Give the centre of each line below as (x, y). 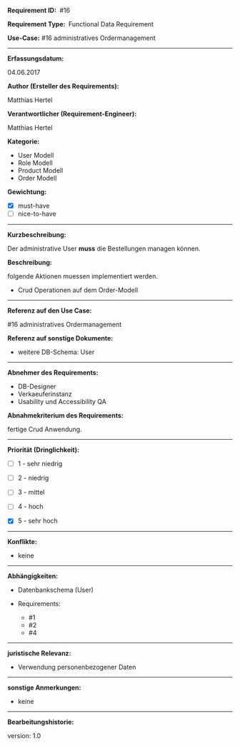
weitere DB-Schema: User (56, 352)
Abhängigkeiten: (33, 576)
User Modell (36, 155)
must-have (34, 206)
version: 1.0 (24, 736)
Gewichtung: (27, 192)
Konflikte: (22, 542)
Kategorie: (24, 141)
